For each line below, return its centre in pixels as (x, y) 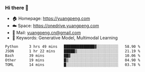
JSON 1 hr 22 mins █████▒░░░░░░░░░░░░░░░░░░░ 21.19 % (72, 51)
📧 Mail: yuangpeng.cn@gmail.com (46, 33)
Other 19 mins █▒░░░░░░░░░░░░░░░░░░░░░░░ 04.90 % (72, 60)
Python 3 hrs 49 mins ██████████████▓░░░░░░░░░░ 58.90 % (72, 47)
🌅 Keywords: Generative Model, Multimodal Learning (65, 38)
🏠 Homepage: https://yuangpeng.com (51, 18)
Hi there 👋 (17, 8)
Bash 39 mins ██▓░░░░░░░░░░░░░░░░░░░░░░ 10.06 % (72, 56)
